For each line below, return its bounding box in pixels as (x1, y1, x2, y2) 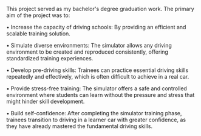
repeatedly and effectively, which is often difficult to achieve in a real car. (6, 73, 189, 80)
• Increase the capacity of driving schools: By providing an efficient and (6, 24, 186, 30)
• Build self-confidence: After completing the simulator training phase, (6, 110, 182, 116)
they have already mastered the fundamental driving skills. (6, 123, 153, 130)
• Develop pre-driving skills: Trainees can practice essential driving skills (6, 66, 189, 74)
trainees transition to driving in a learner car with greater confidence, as (6, 116, 186, 123)
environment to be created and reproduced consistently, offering (6, 48, 169, 55)
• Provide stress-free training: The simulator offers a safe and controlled (6, 85, 187, 92)
